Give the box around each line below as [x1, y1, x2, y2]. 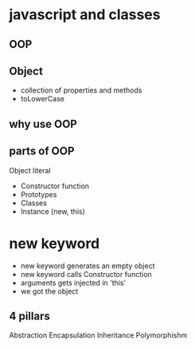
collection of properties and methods [20, 85, 142, 95]
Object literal [9, 165, 51, 175]
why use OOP [9, 117, 78, 131]
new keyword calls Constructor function [20, 269, 152, 279]
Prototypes [20, 189, 57, 199]
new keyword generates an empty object [20, 261, 155, 271]
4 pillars [9, 309, 50, 322]
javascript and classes [9, 6, 161, 24]
